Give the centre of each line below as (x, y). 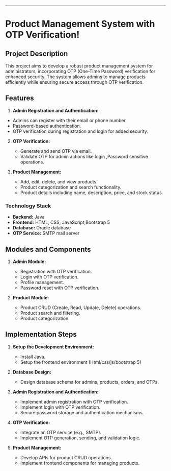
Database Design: (32, 372)
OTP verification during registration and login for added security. (80, 131)
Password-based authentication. (47, 126)
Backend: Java (28, 217)
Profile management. (42, 282)
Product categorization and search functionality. (71, 187)
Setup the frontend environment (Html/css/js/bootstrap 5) (81, 362)
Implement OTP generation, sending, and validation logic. (80, 438)
